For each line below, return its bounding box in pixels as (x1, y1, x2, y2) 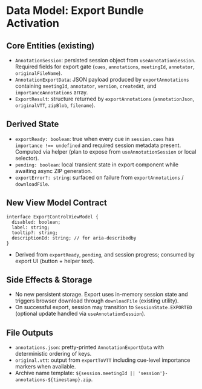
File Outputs (6, 327, 53, 338)
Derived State (6, 119, 59, 129)
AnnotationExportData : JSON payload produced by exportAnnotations (15, 76, 189, 83)
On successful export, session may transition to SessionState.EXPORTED (15, 304, 192, 311)
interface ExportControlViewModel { (6, 214, 99, 220)
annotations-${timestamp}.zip (15, 377, 92, 383)
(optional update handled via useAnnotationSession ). (15, 310, 146, 318)
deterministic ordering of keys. (15, 350, 92, 358)
